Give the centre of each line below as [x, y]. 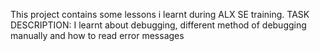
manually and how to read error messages [97, 35]
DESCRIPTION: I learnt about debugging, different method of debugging [158, 25]
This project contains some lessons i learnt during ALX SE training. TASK [160, 14]
